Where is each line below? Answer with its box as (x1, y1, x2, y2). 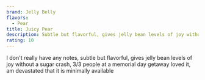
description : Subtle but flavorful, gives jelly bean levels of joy (6, 32, 184, 38)
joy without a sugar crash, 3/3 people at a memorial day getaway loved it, (6, 60, 191, 68)
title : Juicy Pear (6, 26, 53, 32)
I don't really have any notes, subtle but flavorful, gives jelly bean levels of (6, 54, 193, 61)
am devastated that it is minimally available (6, 67, 114, 74)
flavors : (6, 15, 29, 21)
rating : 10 (6, 37, 34, 43)
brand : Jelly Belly (6, 9, 56, 15)
